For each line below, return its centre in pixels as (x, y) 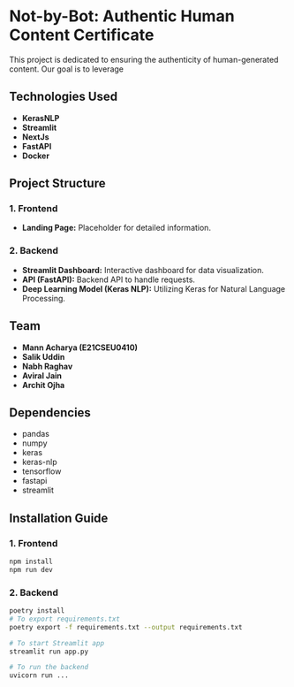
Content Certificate (82, 35)
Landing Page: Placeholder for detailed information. (117, 228)
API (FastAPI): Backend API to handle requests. (109, 279)
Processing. (44, 298)
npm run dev (31, 569)
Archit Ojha (43, 385)
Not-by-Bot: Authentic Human (122, 16)
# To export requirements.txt (65, 619)
